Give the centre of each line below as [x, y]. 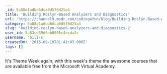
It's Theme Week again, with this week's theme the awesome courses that [81, 61]
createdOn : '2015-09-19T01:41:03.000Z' [46, 42]
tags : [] [14, 47]
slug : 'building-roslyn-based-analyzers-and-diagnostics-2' [69, 28]
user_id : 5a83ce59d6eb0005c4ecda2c [42, 33]
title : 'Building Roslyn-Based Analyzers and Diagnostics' [68, 14]
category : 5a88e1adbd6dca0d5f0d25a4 [43, 24]
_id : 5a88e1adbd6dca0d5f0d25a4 [38, 10]
